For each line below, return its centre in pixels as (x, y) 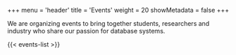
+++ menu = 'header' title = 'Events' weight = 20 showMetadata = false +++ (118, 10)
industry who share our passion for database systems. (86, 31)
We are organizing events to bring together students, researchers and (108, 23)
